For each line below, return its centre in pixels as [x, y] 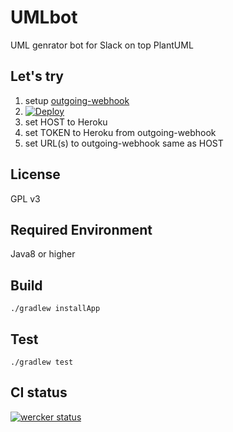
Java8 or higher [43, 254]
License [35, 174]
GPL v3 [25, 198]
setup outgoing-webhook [77, 100]
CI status [39, 392]
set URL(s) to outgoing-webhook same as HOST [124, 143]
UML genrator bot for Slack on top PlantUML [102, 45]
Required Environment [81, 229]
